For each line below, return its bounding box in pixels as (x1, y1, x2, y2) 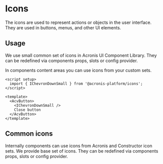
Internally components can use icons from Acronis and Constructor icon (5, 143, 153, 149)
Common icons (5, 130, 53, 138)
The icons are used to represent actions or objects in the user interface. (5, 19, 152, 25)
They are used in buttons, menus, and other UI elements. (5, 24, 121, 30)
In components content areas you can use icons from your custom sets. (5, 67, 152, 73)
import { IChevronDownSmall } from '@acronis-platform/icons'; (9, 81, 143, 86)
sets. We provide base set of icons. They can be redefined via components (5, 148, 159, 154)
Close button (14, 107, 41, 112)
